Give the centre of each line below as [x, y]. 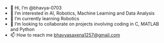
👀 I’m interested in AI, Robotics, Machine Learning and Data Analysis [82, 13]
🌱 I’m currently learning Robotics [45, 18]
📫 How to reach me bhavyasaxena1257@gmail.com [65, 35]
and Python [22, 29]
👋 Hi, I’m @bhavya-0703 [36, 8]
